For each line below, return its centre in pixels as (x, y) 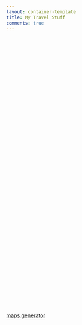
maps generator (26, 315)
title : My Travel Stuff (36, 17)
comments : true (25, 23)
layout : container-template (41, 12)
